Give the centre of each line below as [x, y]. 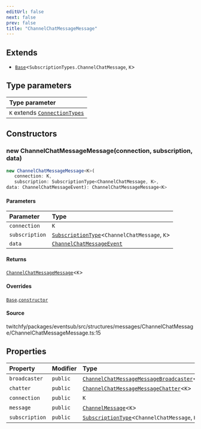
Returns [16, 259]
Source [16, 313]
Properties [26, 352]
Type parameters [39, 86]
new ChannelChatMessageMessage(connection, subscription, [99, 151]
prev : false [21, 23]
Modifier [64, 368]
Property [22, 368]
